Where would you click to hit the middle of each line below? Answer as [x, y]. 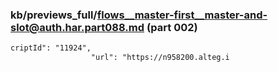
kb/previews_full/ [54, 15]
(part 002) [172, 27]
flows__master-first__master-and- [182, 15]
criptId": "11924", [51, 48]
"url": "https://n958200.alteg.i [160, 58]
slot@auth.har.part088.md [77, 27]
